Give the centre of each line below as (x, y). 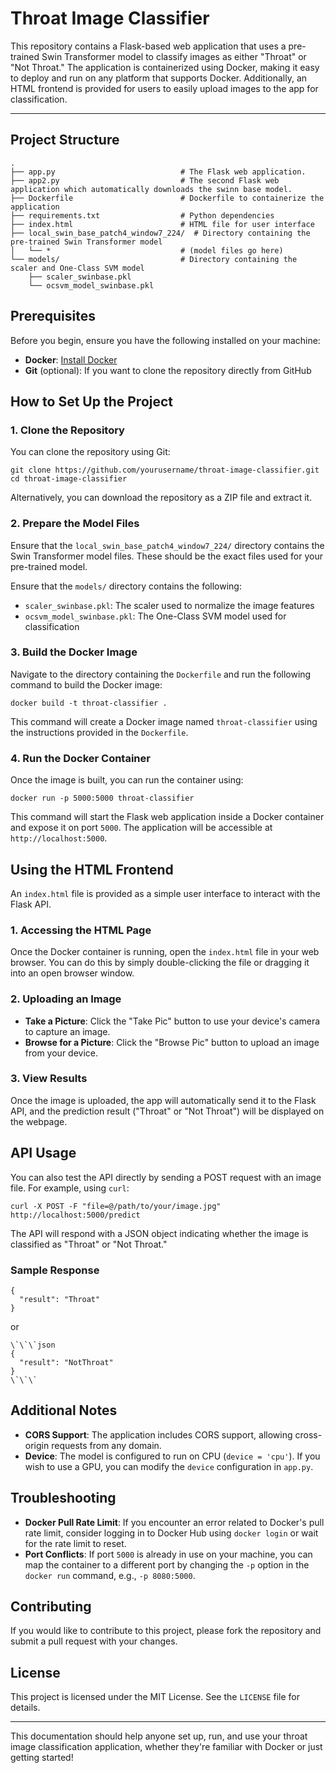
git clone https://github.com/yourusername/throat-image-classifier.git (165, 470)
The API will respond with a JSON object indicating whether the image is (159, 1233)
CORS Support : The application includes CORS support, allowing (158, 1434)
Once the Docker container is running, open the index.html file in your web (165, 952)
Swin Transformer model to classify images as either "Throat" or (174, 56)
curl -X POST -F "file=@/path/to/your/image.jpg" (116, 1206)
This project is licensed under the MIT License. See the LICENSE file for (155, 1697)
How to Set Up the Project (92, 401)
